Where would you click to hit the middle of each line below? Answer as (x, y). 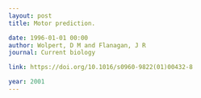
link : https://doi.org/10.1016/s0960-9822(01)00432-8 (101, 67)
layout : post (30, 16)
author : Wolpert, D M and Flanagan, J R (77, 45)
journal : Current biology (52, 53)
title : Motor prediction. (52, 23)
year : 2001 (27, 82)
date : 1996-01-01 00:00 (48, 38)
